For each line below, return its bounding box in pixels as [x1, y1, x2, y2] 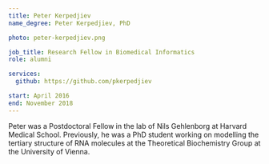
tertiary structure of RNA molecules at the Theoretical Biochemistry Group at [8, 138, 261, 148]
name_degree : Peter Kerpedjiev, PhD [8, 19, 130, 27]
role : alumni [8, 55, 52, 64]
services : [8, 70, 42, 78]
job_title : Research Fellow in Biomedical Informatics [8, 48, 195, 56]
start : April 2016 [8, 92, 70, 100]
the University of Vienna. [8, 146, 90, 156]
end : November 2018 [8, 99, 74, 107]
